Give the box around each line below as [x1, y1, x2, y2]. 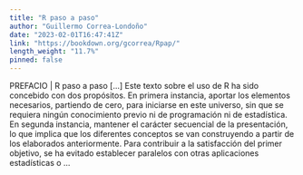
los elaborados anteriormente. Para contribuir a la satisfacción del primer [9, 138, 283, 149]
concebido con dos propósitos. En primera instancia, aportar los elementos [9, 90, 290, 101]
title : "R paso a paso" [9, 13, 100, 23]
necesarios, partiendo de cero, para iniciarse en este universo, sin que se [9, 100, 284, 110]
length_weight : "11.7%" [9, 47, 100, 56]
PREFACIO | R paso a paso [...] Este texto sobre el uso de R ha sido [9, 81, 259, 91]
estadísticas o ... [9, 158, 71, 168]
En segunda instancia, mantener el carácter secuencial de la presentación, [9, 119, 288, 130]
